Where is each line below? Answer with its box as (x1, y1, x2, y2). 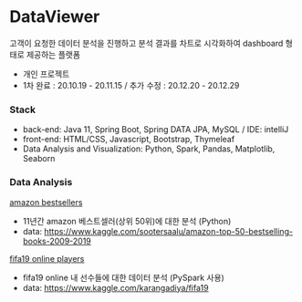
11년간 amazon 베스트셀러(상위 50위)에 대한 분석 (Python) (22, 215, 232, 226)
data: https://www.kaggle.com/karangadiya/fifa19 (22, 282, 209, 293)
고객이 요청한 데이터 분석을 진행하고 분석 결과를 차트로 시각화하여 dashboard (9, 37, 284, 48)
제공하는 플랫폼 (26, 48, 80, 60)
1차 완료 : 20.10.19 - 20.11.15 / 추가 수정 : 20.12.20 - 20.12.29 (22, 79, 240, 90)
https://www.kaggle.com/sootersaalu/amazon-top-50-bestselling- (44, 225, 294, 236)
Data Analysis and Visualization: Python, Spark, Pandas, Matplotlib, (22, 143, 276, 154)
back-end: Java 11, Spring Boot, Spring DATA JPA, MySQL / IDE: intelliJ (22, 124, 289, 135)
